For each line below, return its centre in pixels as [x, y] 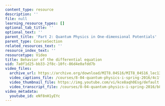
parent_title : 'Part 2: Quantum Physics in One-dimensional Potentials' [81, 37]
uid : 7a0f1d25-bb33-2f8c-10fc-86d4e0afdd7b [50, 64]
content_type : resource [29, 10]
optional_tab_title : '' [29, 28]
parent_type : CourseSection [34, 42]
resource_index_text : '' [30, 50]
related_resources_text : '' [34, 46]
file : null [16, 19]
